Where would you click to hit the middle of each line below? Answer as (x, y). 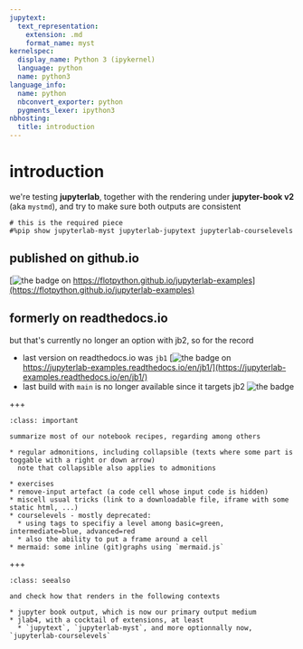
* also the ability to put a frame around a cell (113, 539)
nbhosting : (30, 118)
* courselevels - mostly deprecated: (80, 515)
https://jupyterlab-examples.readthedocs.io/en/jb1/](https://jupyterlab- (154, 367)
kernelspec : (32, 52)
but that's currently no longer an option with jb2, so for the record (132, 340)
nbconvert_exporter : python (71, 102)
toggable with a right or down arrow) (82, 460)
